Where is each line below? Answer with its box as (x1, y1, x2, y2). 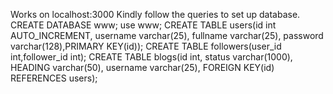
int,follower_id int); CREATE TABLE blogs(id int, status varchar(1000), (10, 51, 293, 63)
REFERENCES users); (10, 72, 98, 84)
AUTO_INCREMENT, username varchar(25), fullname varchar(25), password (10, 30, 324, 41)
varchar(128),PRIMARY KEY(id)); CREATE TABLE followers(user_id (10, 40, 282, 52)
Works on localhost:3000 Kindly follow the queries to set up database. (10, 9, 301, 20)
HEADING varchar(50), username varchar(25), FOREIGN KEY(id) (10, 62, 275, 73)
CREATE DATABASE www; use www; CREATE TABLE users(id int (10, 19, 277, 31)
